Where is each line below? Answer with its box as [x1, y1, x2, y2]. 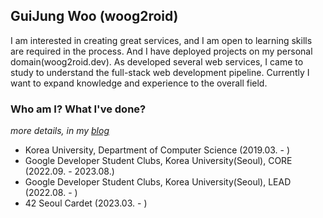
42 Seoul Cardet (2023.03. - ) [24, 197, 148, 209]
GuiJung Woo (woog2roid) [10, 8, 179, 25]
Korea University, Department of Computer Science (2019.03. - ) [24, 144, 291, 156]
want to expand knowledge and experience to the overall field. [10, 77, 268, 89]
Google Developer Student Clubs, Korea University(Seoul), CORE [24, 155, 293, 167]
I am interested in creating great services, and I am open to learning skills [10, 34, 313, 46]
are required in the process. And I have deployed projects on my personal [10, 45, 313, 57]
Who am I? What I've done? [10, 102, 147, 116]
